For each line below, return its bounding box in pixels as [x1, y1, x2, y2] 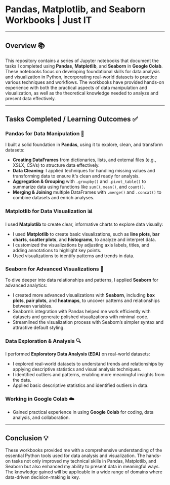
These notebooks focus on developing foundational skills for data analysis [5, 68, 160, 74]
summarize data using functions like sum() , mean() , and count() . [12, 184, 146, 190]
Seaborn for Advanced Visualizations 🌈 [5, 265, 104, 272]
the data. [12, 377, 31, 383]
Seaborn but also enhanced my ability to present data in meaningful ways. [5, 464, 160, 470]
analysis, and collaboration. [12, 414, 70, 420]
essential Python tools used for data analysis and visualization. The [5, 452, 145, 459]
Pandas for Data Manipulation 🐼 [5, 130, 84, 137]
